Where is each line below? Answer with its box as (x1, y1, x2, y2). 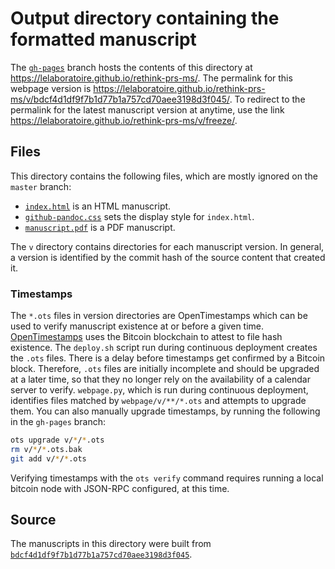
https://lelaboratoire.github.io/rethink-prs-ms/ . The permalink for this (10, 72, 293, 84)
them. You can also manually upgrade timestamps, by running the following (10, 405, 321, 417)
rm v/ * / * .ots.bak (10, 444, 83, 454)
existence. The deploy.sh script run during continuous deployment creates (10, 342, 318, 354)
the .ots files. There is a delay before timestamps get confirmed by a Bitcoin (10, 352, 326, 364)
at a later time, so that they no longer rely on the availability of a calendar (10, 373, 311, 386)
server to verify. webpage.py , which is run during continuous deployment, (10, 384, 309, 396)
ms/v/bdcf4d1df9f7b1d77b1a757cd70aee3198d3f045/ (10, 93, 230, 105)
